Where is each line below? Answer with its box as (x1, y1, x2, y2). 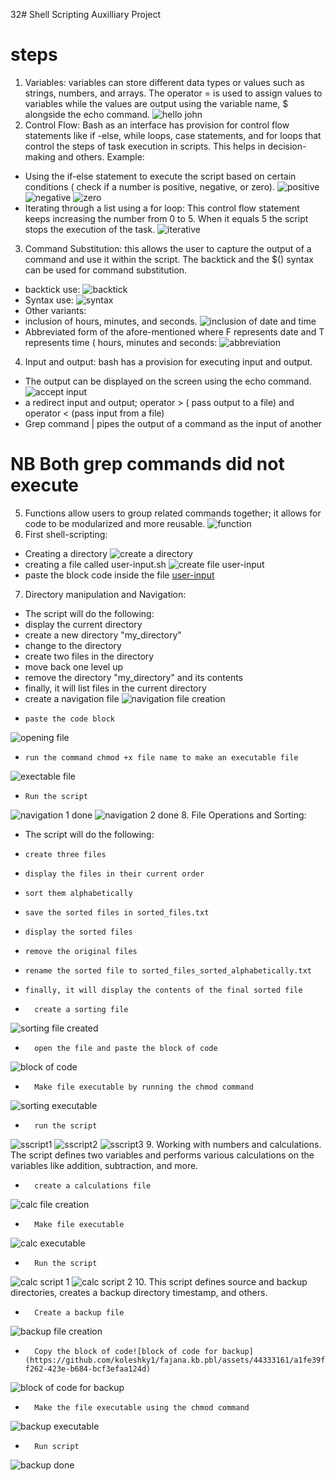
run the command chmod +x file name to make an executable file (24, 752, 299, 763)
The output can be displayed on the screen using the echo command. (24, 375, 312, 387)
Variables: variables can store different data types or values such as (24, 76, 305, 88)
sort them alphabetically (24, 888, 133, 898)
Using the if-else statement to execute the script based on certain (24, 170, 297, 182)
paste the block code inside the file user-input (24, 569, 215, 581)
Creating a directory (24, 547, 108, 559)
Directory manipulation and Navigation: (24, 588, 187, 600)
